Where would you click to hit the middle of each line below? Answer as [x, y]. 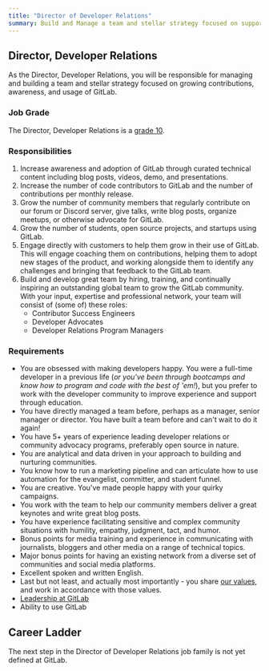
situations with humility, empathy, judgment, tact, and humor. [120, 531]
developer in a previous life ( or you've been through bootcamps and [132, 377]
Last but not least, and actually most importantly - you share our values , [139, 581]
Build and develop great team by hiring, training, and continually [125, 279]
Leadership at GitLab [54, 599]
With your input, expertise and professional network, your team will [130, 296]
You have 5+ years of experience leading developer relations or [124, 437]
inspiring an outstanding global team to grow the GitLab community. [132, 287]
